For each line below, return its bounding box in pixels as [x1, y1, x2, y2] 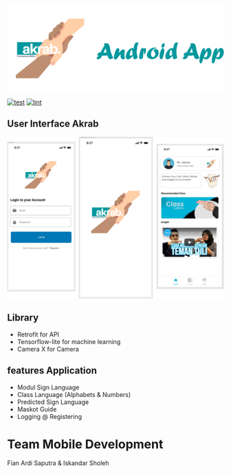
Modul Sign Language [16, 383, 80, 391]
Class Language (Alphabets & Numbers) [16, 390, 131, 398]
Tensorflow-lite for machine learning [16, 337, 121, 345]
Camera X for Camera [16, 345, 79, 353]
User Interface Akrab [7, 118, 99, 130]
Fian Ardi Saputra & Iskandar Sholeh [7, 459, 109, 467]
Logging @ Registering [16, 412, 82, 420]
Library [7, 312, 39, 324]
